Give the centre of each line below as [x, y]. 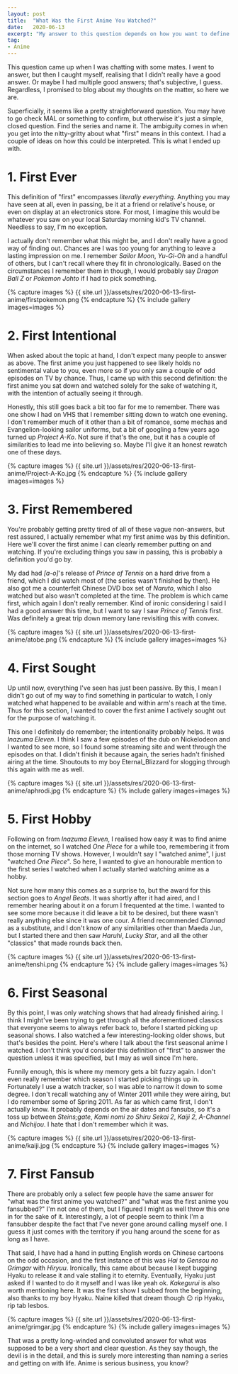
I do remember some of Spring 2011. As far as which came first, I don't [110, 1101]
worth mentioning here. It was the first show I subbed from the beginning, [115, 1290]
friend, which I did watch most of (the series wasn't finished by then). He [114, 580]
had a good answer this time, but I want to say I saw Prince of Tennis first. [115, 610]
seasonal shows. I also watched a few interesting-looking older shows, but [116, 1035]
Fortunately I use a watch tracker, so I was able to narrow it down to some [115, 1086]
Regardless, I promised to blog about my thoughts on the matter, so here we [118, 90]
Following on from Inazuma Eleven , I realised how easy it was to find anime [117, 839]
